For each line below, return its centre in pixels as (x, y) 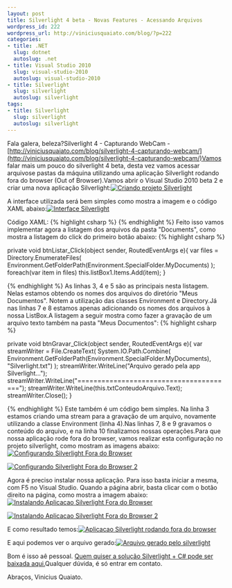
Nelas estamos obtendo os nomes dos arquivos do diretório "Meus (103, 293)
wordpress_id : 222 (34, 26)
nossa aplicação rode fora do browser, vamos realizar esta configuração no (115, 438)
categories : (24, 40)
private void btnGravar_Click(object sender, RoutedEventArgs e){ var (105, 343)
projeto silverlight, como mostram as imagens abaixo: (83, 446)
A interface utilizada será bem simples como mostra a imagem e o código (112, 201)
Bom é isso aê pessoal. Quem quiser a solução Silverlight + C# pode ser (110, 556)
